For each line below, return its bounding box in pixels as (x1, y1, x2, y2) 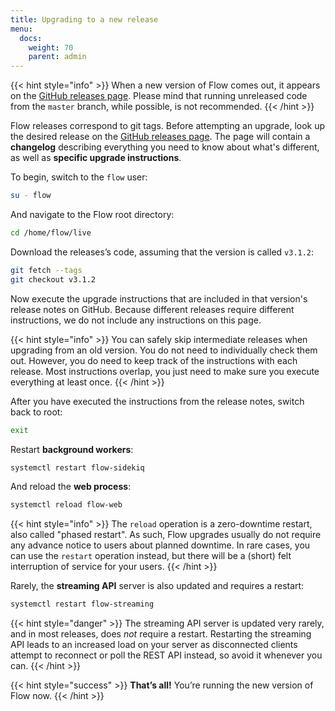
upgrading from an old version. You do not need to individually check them (10, 344, 318, 356)
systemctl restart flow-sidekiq (10, 462, 145, 473)
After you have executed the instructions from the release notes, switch (10, 395, 305, 407)
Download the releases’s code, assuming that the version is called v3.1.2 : (10, 246, 315, 258)
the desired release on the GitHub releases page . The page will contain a (10, 131, 311, 143)
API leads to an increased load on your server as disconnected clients (10, 639, 298, 651)
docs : (19, 33, 43, 43)
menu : (10, 24, 33, 34)
